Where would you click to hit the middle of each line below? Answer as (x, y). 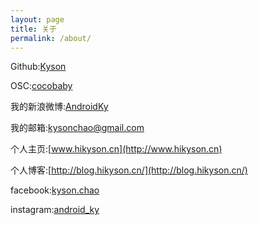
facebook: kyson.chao (55, 190)
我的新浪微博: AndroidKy (59, 107)
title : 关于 (33, 29)
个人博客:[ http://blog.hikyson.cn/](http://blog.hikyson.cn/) (129, 170)
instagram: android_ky (55, 210)
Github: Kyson (38, 67)
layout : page (37, 19)
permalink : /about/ (51, 38)
